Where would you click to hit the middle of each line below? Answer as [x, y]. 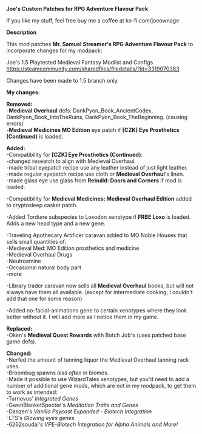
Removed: [19, 104]
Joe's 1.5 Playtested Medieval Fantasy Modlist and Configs [80, 62]
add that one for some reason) [44, 298]
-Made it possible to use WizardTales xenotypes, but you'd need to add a [98, 379]
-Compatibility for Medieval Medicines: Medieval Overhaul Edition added [99, 199]
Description [22, 32]
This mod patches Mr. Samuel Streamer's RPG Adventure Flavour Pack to [100, 44]
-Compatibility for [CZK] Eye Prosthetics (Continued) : [75, 155]
